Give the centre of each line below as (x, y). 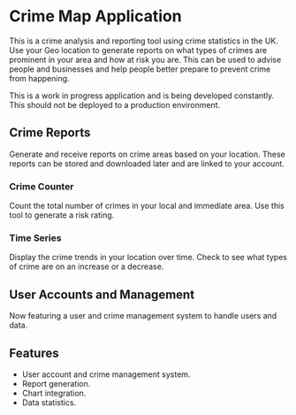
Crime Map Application (96, 16)
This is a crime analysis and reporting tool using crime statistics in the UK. (144, 41)
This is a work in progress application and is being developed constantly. (142, 96)
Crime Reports (50, 133)
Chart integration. (54, 393)
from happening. (39, 78)
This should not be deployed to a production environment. (115, 104)
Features (34, 353)
